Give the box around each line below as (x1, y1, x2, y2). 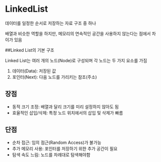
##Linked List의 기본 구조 (5, 47, 55, 53)
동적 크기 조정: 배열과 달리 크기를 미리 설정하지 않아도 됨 (12, 104, 119, 110)
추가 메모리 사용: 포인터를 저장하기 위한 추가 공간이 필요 (12, 145, 118, 151)
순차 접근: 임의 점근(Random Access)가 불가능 (12, 139, 101, 145)
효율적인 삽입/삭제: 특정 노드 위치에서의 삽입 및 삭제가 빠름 (12, 110, 123, 116)
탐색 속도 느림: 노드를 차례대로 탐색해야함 (12, 152, 91, 158)
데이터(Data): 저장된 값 (12, 68, 56, 74)
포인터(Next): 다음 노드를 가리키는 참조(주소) (12, 74, 97, 80)
